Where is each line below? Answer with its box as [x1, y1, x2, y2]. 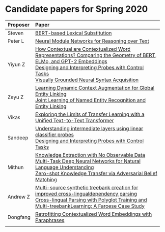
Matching [35, 176, 57, 183]
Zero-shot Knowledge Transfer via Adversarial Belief [35, 170, 158, 177]
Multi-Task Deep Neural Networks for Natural [35, 158, 141, 165]
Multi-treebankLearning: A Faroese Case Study [35, 202, 145, 209]
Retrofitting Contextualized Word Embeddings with [35, 210, 152, 217]
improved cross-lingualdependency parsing [35, 190, 137, 197]
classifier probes [35, 131, 74, 138]
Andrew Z [7, 193, 30, 200]
